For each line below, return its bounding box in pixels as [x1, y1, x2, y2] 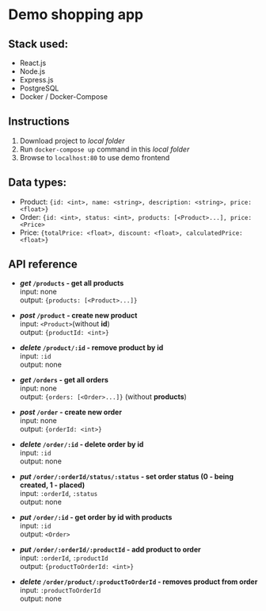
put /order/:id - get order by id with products [19, 513, 173, 522]
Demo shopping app [8, 6, 144, 24]
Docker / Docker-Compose [19, 92, 108, 101]
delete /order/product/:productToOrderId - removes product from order [19, 577, 258, 586]
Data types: [8, 176, 67, 190]
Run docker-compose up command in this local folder [19, 144, 190, 154]
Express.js [19, 75, 54, 84]
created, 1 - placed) [19, 480, 85, 490]
